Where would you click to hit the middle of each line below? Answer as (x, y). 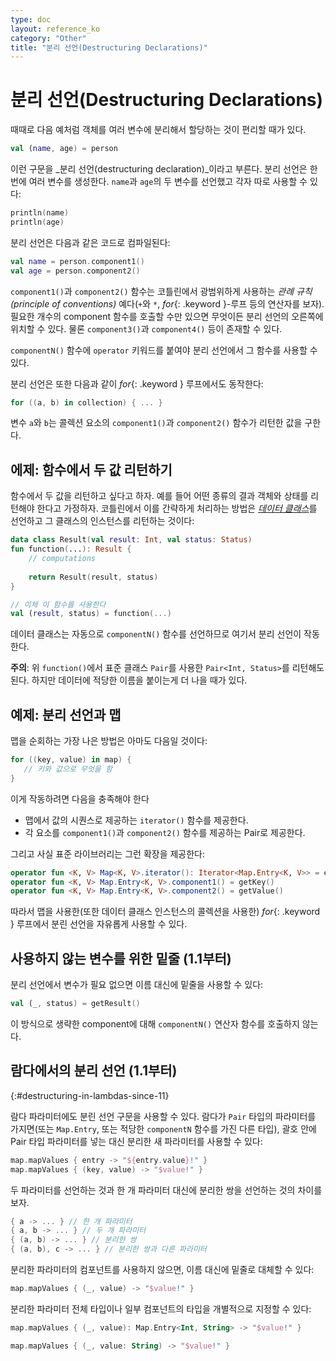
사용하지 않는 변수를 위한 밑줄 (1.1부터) (121, 958)
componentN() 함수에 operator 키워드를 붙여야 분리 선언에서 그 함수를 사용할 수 (164, 350)
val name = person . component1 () (77, 261)
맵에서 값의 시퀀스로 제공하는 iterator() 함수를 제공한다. (136, 820)
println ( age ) (37, 222)
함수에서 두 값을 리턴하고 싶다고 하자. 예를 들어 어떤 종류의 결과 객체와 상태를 (159, 496)
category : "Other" (48, 38)
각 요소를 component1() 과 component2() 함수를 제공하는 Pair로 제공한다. (165, 832)
